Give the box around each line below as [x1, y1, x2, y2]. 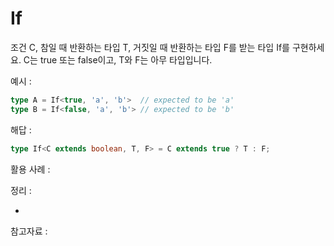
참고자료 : [10, 225, 48, 237]
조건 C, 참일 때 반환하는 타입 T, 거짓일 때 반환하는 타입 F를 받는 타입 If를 [10, 41, 290, 53]
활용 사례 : [10, 163, 51, 175]
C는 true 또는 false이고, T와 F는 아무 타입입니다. [23, 53, 213, 66]
